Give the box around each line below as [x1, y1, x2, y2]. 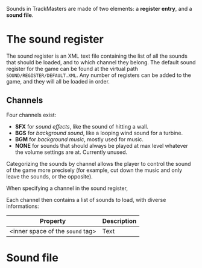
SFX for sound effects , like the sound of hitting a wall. [14, 123, 149, 130]
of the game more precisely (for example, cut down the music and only [6, 166, 183, 174]
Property [40, 216, 66, 225]
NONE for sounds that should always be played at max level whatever [14, 142, 188, 149]
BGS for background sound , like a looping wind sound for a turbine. [14, 129, 183, 136]
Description [102, 216, 137, 225]
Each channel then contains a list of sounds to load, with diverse [6, 196, 166, 203]
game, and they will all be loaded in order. [6, 78, 110, 85]
